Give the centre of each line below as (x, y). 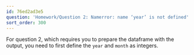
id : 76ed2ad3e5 (25, 12)
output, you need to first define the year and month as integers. (82, 46)
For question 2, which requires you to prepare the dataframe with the (90, 40)
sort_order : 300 (26, 22)
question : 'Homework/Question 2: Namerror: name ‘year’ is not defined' (98, 17)
